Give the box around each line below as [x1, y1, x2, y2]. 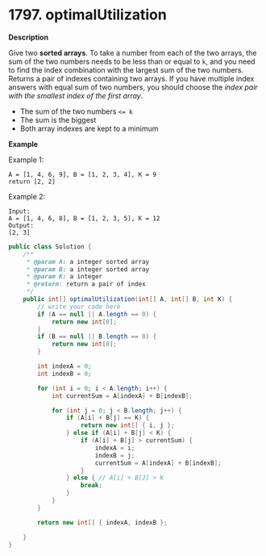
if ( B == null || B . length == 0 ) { [37, 332, 157, 341]
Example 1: [8, 155, 44, 165]
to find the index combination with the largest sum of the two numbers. [8, 65, 244, 74]
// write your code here [37, 303, 121, 311]
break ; [80, 482, 103, 490]
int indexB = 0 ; [37, 370, 92, 378]
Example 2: [8, 191, 46, 201]
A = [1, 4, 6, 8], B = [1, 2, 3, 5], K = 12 [8, 214, 160, 223]
